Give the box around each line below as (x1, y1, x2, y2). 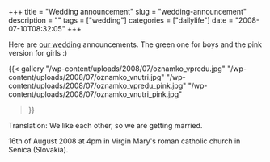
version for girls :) (8, 48, 68, 57)
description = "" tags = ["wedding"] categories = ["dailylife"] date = (8, 15, 234, 25)
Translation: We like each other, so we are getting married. (8, 121, 203, 130)
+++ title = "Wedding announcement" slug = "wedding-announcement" (8, 7, 247, 16)
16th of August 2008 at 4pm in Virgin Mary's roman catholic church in (8, 136, 241, 146)
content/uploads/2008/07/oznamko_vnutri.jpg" (8, 73, 165, 81)
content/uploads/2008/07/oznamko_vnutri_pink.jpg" (8, 89, 183, 99)
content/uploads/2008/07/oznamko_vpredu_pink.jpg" (8, 81, 187, 90)
